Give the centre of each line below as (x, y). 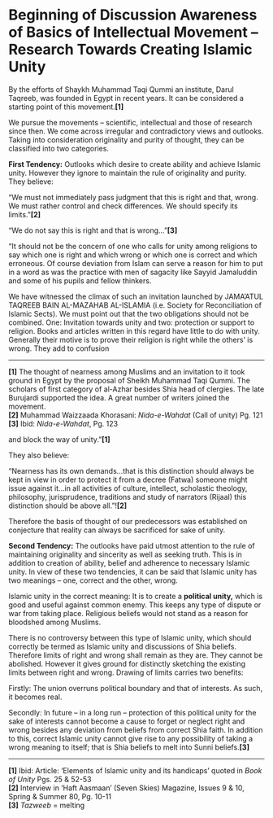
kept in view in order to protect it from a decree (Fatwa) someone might (128, 479)
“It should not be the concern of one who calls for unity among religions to (133, 246)
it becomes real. (35, 697)
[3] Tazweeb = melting (47, 805)
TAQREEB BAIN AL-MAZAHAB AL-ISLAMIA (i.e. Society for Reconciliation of (135, 305)
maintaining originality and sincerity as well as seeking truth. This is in (125, 554)
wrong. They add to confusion (59, 348)
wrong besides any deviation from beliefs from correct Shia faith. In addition (136, 729)
